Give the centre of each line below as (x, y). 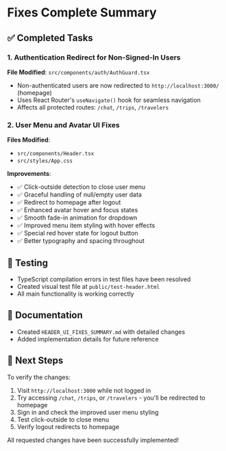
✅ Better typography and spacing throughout (81, 241)
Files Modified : (29, 140)
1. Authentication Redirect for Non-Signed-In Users (94, 57)
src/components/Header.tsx (55, 154)
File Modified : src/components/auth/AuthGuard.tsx (78, 72)
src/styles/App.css (45, 161)
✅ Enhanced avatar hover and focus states (77, 210)
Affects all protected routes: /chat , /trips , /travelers (93, 107)
